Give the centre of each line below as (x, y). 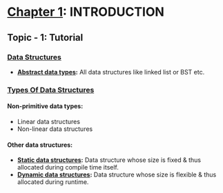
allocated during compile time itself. (68, 167)
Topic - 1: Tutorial (45, 38)
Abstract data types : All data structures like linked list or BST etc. (111, 72)
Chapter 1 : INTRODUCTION (86, 12)
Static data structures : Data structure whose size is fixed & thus (109, 160)
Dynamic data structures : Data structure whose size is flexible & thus (117, 175)
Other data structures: (40, 145)
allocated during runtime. (53, 182)
